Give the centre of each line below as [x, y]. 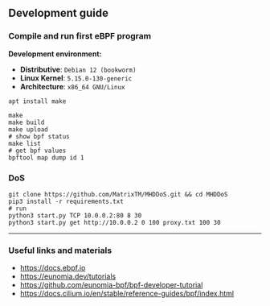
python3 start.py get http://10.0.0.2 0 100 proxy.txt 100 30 [115, 222]
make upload [28, 129]
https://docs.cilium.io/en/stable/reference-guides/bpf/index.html [127, 294]
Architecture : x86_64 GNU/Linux [72, 86]
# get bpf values [37, 151]
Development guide [59, 13]
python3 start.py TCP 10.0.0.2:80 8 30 [75, 215]
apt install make [37, 101]
